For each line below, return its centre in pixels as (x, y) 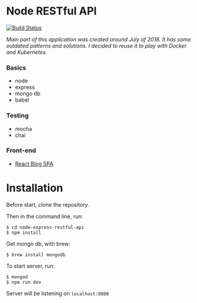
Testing (17, 115)
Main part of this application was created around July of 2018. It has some (99, 39)
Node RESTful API (51, 11)
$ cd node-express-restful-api (45, 227)
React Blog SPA (34, 164)
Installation (35, 188)
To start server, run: (31, 266)
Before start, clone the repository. (48, 204)
